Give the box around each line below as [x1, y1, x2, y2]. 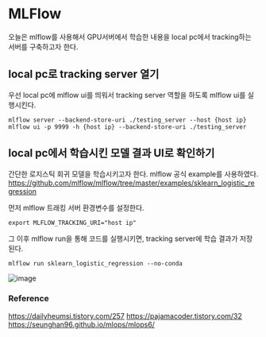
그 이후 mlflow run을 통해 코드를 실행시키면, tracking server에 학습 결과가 [8, 234, 238, 243]
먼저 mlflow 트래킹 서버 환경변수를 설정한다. [8, 203, 145, 212]
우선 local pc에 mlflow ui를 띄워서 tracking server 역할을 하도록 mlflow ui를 [8, 90, 246, 99]
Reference [8, 293, 49, 304]
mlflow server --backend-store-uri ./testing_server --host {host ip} [8, 116, 247, 124]
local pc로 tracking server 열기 [8, 68, 160, 81]
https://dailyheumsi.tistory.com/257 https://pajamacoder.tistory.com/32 [8, 311, 242, 320]
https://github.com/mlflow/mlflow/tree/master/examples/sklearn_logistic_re [8, 178, 256, 188]
